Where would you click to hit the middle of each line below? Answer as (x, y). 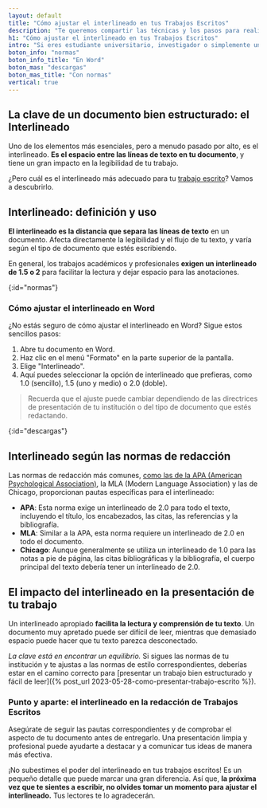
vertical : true (33, 82)
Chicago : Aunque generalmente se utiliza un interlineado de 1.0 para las (138, 550)
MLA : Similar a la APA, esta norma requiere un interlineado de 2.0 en (132, 533)
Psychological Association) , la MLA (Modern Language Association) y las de (133, 484)
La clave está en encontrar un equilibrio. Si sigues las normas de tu (118, 656)
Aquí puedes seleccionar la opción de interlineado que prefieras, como (136, 375)
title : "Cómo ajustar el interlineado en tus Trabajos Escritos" (118, 23)
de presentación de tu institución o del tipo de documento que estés (139, 407)
